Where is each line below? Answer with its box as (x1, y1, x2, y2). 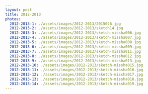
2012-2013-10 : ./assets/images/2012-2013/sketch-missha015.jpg (9, 63, 143, 68)
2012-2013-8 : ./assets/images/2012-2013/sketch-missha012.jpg (9, 53, 141, 59)
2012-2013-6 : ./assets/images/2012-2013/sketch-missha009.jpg (9, 44, 141, 49)
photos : (5, 16, 21, 21)
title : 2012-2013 (5, 12, 41, 17)
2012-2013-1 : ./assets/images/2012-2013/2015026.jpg (9, 21, 121, 26)
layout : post (5, 7, 32, 12)
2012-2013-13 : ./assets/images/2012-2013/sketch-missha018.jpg (9, 77, 143, 82)
